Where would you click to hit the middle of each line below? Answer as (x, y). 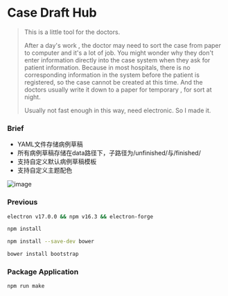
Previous (23, 202)
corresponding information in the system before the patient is (112, 75)
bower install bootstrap (43, 254)
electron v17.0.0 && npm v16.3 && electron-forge (80, 216)
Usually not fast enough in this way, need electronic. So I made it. (117, 110)
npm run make (26, 286)
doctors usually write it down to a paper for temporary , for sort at (118, 89)
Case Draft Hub (52, 13)
